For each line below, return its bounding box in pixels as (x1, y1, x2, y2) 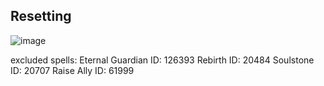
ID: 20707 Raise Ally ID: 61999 (10, 64, 135, 76)
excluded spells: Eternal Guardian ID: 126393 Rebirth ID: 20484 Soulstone (10, 54, 315, 66)
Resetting (10, 8, 72, 25)
